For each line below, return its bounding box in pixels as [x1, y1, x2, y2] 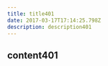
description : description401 [7, 23, 92, 30]
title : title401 [7, 10, 54, 18]
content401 [7, 49, 59, 61]
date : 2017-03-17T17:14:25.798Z [7, 17, 101, 24]
